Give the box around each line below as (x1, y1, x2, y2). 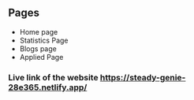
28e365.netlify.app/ (8, 82, 88, 93)
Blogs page (19, 43, 57, 54)
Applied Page (19, 52, 64, 61)
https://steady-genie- (99, 72, 186, 83)
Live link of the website (8, 72, 99, 83)
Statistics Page (19, 35, 69, 45)
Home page (19, 27, 58, 36)
